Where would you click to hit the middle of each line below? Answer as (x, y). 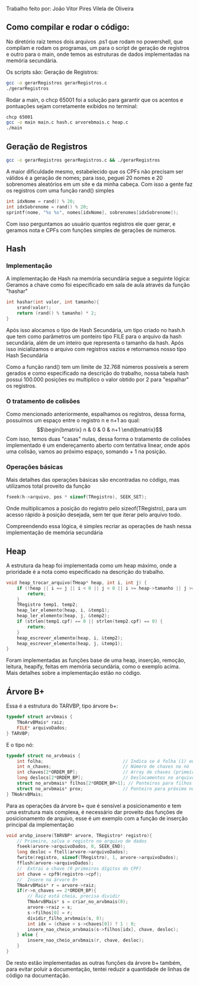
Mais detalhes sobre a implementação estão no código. (74, 673)
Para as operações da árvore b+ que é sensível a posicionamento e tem (94, 806)
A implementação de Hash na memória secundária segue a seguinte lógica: (98, 279)
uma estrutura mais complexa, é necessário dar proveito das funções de (94, 812)
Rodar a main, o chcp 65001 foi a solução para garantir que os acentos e (95, 100)
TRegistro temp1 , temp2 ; (47, 605)
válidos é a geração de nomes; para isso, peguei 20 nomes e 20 (84, 178)
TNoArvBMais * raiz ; (41, 722)
